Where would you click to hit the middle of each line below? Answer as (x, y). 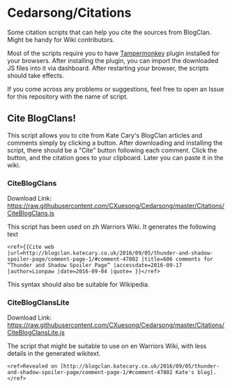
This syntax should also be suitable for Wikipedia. (78, 285)
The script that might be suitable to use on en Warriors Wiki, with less (107, 346)
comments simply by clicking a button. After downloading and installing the (115, 143)
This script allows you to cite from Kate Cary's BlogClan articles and (105, 135)
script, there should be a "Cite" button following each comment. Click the (112, 150)
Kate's (185, 373)
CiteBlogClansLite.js (36, 333)
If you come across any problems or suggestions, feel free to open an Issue (116, 89)
